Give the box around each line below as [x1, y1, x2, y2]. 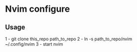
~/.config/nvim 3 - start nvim [5, 41, 63, 47]
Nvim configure [5, 3, 70, 15]
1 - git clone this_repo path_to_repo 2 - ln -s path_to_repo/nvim [5, 36, 133, 42]
